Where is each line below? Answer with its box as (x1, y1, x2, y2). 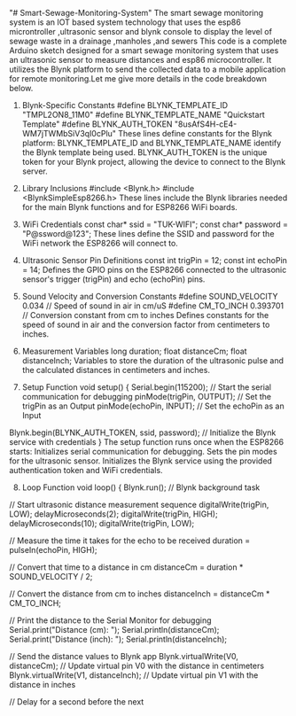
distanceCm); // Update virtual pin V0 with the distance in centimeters (9, 660, 264, 671)
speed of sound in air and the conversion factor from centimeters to (21, 319, 270, 330)
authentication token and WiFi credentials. (9, 465, 163, 475)
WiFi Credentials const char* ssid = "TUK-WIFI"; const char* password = (21, 219, 288, 230)
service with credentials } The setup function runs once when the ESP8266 (9, 437, 284, 447)
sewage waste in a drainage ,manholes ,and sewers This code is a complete (9, 35, 287, 46)
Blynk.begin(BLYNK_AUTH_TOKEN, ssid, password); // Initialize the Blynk (9, 427, 277, 438)
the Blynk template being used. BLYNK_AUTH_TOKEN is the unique (21, 147, 268, 158)
